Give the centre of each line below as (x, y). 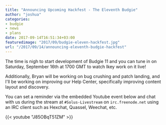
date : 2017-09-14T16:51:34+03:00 (40, 38)
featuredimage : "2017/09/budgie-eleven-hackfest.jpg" (63, 42)
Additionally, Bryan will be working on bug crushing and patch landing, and (82, 76)
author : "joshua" (23, 14)
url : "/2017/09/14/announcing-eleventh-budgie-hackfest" (66, 47)
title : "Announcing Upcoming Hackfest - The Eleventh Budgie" (71, 10)
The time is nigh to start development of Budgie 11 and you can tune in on (81, 61)
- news (12, 28)
